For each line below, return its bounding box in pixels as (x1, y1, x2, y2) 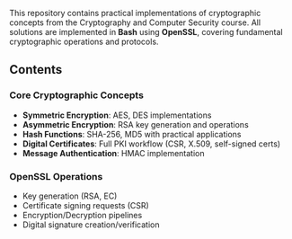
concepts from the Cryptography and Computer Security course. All (9, 17, 261, 28)
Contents (9, 62, 63, 77)
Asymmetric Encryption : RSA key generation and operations (22, 119, 249, 129)
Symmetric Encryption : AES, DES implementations (22, 110, 212, 120)
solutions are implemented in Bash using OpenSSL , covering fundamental (9, 27, 283, 37)
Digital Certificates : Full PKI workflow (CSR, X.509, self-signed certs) (22, 138, 281, 149)
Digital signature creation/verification (22, 219, 160, 230)
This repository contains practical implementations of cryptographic (9, 8, 261, 18)
